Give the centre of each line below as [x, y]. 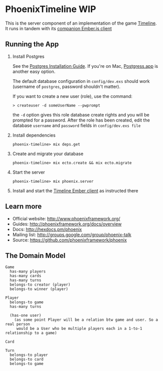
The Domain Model [35, 255]
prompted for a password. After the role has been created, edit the [81, 120]
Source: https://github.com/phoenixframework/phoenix [69, 240]
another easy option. [34, 71]
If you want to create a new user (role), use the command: [72, 96]
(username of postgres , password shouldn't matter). [66, 86]
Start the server [29, 172]
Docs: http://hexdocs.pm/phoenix [47, 229]
